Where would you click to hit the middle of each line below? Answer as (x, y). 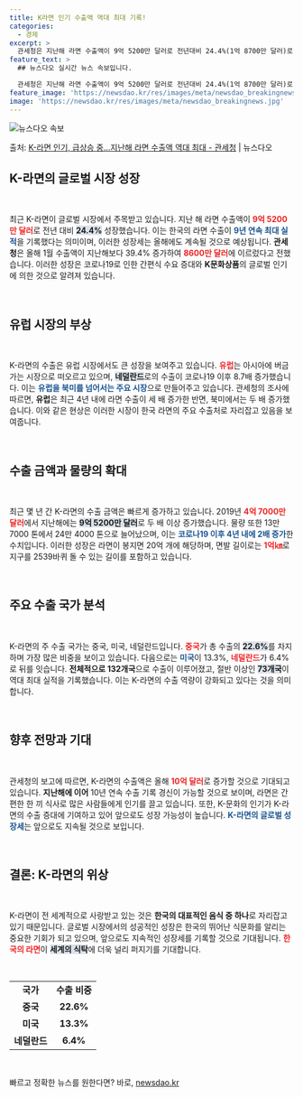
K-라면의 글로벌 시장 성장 (75, 178)
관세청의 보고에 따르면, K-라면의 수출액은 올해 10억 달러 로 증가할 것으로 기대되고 (150, 781)
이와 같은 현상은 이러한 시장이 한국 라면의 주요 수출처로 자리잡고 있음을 (160, 411)
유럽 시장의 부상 (50, 325)
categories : (32, 26)
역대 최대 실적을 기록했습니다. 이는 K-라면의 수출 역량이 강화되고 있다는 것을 (142, 680)
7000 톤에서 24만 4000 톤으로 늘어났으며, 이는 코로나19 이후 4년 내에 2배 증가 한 (151, 534)
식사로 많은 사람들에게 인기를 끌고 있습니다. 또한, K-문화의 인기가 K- (163, 804)
